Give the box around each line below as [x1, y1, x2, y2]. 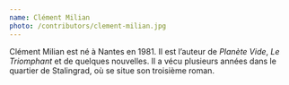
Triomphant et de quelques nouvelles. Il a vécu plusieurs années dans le [9, 55, 276, 66]
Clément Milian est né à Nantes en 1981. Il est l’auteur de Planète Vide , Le [9, 46, 280, 56]
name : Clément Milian [9, 13, 91, 22]
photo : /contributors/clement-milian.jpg [9, 21, 167, 30]
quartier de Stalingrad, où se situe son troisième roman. [9, 64, 215, 76]
